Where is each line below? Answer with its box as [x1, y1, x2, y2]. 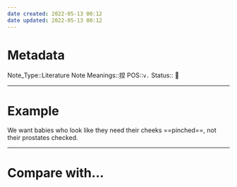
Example [7, 103, 59, 119]
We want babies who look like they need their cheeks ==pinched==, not [7, 126, 217, 134]
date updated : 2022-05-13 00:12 [7, 17, 102, 24]
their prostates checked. [7, 134, 79, 142]
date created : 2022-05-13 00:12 [7, 10, 102, 18]
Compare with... [7, 165, 104, 181]
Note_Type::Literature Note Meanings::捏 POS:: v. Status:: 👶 [7, 71, 180, 79]
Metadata [7, 47, 65, 63]
